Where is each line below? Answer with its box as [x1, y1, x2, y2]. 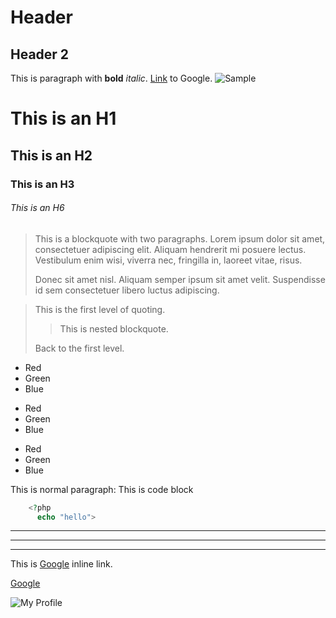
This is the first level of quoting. [34, 303, 166, 315]
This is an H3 [10, 177, 75, 191]
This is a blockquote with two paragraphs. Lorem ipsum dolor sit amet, [34, 232, 326, 245]
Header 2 [10, 46, 70, 63]
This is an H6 [10, 202, 65, 214]
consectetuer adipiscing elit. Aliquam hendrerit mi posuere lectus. [34, 243, 307, 255]
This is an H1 [10, 107, 117, 130]
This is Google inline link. [10, 558, 113, 570]
